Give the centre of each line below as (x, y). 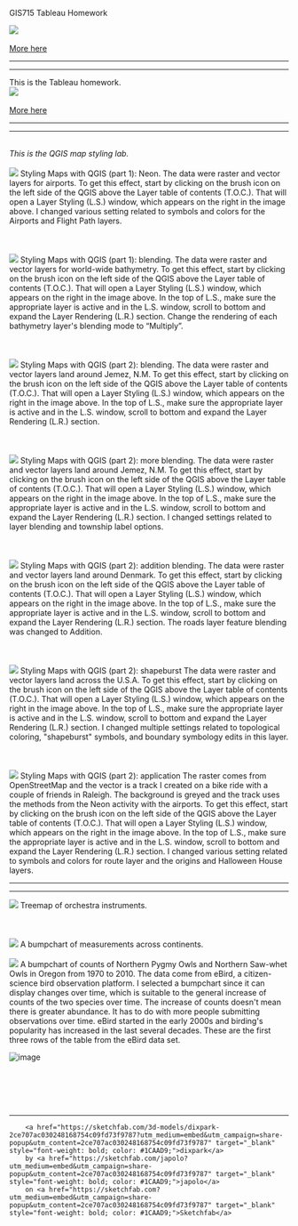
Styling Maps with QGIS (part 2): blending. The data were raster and (144, 365)
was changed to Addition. (56, 632)
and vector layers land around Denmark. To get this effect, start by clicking (146, 575)
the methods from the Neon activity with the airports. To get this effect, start (149, 804)
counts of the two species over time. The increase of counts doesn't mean (145, 1002)
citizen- (258, 974)
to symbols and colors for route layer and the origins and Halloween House (146, 861)
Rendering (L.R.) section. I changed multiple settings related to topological (145, 727)
